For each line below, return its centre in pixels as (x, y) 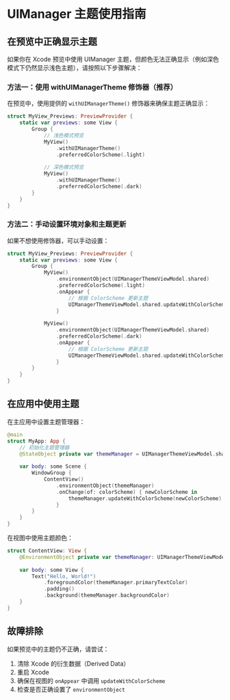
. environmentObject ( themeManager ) (105, 486)
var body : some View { (52, 570)
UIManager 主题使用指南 (77, 14)
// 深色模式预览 (64, 167)
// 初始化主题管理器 (44, 447)
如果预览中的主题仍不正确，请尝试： (58, 649)
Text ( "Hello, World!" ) (64, 576)
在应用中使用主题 (43, 404)
